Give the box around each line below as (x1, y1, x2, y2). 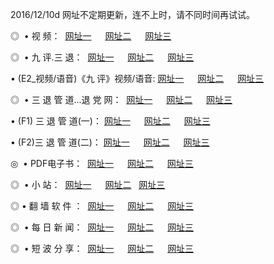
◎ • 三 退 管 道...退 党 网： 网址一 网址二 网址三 (10, 94, 233, 105)
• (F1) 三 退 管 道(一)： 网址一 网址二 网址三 (10, 115, 211, 127)
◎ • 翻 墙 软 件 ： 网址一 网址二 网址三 (10, 200, 195, 212)
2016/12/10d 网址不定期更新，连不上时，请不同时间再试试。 (10, 9, 256, 20)
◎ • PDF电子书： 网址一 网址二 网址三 (10, 158, 194, 169)
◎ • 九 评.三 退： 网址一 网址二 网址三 (10, 51, 195, 63)
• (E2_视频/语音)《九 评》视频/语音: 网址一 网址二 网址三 (10, 73, 265, 84)
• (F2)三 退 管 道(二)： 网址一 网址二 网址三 (10, 136, 210, 148)
